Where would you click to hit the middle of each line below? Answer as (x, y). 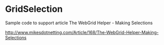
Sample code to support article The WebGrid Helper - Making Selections (79, 23)
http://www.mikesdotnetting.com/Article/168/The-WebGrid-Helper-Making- (82, 32)
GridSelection (34, 9)
